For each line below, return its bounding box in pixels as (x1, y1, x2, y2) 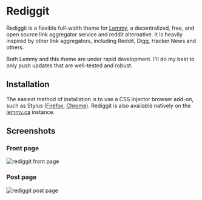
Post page (6, 173, 37, 181)
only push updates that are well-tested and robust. (6, 62, 133, 69)
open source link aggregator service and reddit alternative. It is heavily (6, 30, 183, 38)
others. (6, 44, 24, 51)
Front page (6, 144, 39, 153)
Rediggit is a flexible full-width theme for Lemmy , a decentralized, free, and (6, 24, 195, 32)
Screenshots (6, 126, 56, 136)
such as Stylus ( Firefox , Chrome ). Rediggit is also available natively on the (6, 102, 191, 109)
